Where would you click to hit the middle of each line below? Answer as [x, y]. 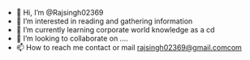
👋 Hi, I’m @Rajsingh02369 [60, 13]
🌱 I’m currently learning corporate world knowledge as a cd [115, 30]
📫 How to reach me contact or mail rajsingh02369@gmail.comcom [129, 47]
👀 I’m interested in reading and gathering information [104, 21]
